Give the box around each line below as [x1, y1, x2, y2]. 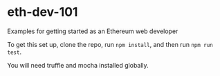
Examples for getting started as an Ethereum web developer [7, 27, 178, 35]
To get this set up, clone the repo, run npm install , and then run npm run [7, 40, 213, 48]
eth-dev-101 [7, 4, 78, 20]
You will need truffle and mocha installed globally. [7, 61, 149, 69]
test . [7, 48, 22, 56]
